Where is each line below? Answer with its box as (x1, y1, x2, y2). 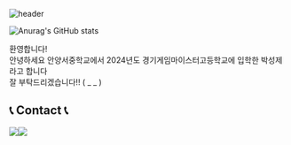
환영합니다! (9, 44, 48, 54)
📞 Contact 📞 (9, 103, 69, 118)
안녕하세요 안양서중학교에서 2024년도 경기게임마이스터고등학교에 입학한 (9, 55, 259, 65)
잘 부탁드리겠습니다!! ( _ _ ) (9, 77, 102, 88)
